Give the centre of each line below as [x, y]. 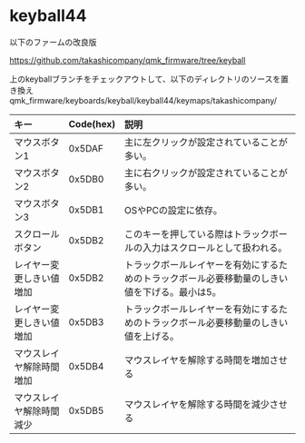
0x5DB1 [86, 210]
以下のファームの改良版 [53, 42]
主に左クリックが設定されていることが [206, 142]
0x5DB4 [86, 366]
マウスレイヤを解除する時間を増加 [197, 359]
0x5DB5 [86, 410]
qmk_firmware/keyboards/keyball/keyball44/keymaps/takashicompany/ [143, 100]
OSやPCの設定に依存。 [173, 210]
